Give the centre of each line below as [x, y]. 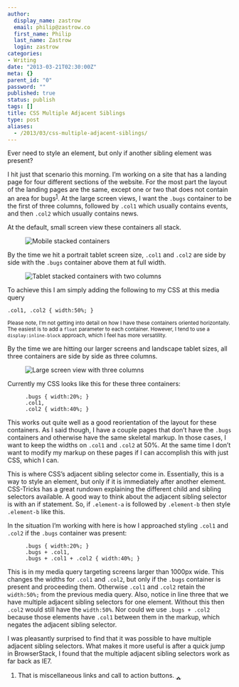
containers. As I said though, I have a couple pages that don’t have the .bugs [119, 430]
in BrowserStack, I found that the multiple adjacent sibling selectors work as [118, 654]
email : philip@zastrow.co [52, 27]
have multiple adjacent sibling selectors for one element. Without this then [116, 602]
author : [19, 14]
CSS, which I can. [33, 460]
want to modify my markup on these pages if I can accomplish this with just [118, 453]
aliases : [20, 126]
